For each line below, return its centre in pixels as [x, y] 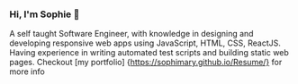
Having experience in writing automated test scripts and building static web [149, 53]
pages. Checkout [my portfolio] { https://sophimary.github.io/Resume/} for [146, 63]
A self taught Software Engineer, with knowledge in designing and [131, 34]
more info [27, 71]
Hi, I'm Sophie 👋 [45, 14]
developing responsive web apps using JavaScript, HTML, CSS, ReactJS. [145, 43]
